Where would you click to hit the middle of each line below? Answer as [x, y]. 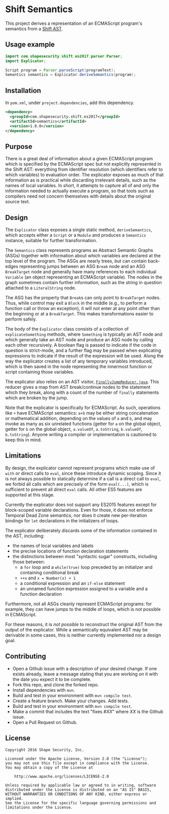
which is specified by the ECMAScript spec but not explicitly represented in [83, 164]
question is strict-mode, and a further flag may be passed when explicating [83, 350]
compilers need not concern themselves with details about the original [78, 196]
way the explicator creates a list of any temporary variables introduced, [79, 361]
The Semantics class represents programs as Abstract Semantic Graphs [79, 250]
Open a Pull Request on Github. [45, 722]
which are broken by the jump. [37, 398]
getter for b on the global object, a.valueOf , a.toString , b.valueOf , [74, 429]
